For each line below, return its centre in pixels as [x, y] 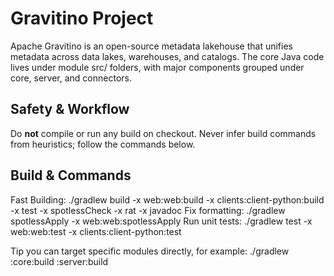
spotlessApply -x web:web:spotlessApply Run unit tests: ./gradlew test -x [161, 221]
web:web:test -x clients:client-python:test [96, 231]
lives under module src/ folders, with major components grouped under [157, 67]
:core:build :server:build [59, 261]
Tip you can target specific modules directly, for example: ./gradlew [150, 251]
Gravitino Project [82, 18]
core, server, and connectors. [71, 78]
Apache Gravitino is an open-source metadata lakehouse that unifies [151, 46]
